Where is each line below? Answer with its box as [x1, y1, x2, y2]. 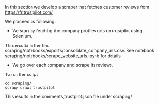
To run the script [5, 72, 38, 77]
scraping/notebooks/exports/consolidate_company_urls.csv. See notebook [5, 48, 154, 53]
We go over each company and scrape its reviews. [12, 62, 113, 68]
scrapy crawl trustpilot [5, 85, 55, 90]
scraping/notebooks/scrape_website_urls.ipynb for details [5, 53, 121, 59]
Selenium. [12, 33, 32, 39]
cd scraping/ [5, 81, 32, 86]
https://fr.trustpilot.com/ [5, 9, 53, 15]
